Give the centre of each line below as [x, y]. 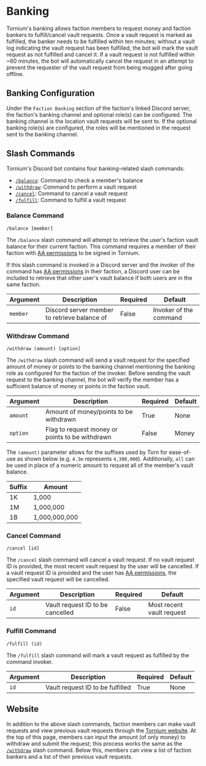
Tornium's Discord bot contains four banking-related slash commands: [96, 168]
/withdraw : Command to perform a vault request [76, 187]
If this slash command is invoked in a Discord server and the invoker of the [101, 265]
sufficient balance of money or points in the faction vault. [78, 386]
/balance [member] [30, 229]
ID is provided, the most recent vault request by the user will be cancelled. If [103, 566]
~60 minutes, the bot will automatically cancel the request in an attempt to [100, 61]
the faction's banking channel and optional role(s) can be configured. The [99, 114]
